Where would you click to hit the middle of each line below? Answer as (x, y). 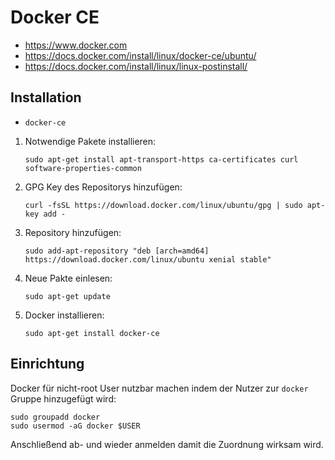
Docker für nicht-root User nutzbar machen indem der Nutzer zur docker (159, 388)
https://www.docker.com (76, 45)
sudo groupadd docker (55, 417)
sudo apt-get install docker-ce (92, 333)
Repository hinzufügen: (73, 232)
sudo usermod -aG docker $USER (75, 426)
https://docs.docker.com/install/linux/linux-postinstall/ (136, 66)
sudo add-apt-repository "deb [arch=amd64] (117, 251)
